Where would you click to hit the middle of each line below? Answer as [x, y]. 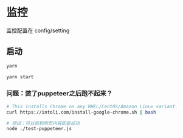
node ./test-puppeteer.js [39, 129]
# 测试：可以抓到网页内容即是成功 [43, 123]
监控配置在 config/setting [38, 30]
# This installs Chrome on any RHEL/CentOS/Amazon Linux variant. [92, 106]
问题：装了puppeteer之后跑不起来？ [60, 94]
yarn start [20, 77]
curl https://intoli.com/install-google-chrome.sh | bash [81, 112]
